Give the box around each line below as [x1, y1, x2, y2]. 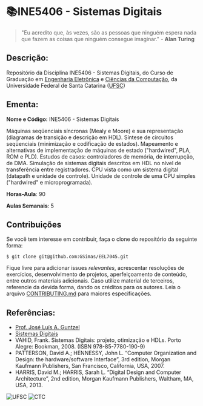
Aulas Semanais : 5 [6, 202, 55, 209]
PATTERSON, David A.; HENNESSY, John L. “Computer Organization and [15, 349, 197, 357]
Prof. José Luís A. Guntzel [15, 324, 80, 331]
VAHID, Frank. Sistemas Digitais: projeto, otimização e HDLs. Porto [15, 336, 182, 344]
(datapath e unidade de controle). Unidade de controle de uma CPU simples [6, 172, 196, 179]
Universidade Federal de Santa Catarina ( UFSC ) [6, 82, 125, 89]
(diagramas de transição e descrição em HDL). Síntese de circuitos [6, 134, 174, 141]
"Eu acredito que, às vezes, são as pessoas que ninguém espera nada [21, 28, 197, 36]
